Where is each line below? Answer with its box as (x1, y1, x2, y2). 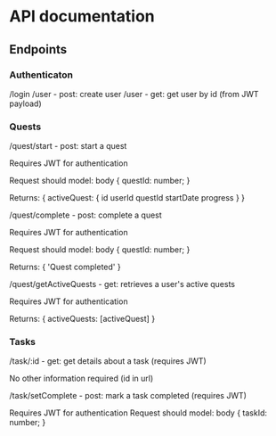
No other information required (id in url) (9, 373, 154, 384)
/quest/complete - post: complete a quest (9, 210, 162, 220)
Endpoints (9, 42, 68, 57)
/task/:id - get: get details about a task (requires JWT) (9, 356, 207, 366)
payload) (9, 98, 42, 109)
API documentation (9, 6, 156, 27)
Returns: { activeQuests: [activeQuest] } (9, 314, 156, 325)
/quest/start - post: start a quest (9, 141, 127, 152)
